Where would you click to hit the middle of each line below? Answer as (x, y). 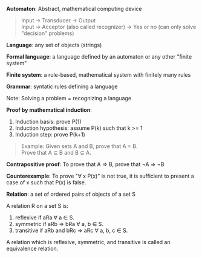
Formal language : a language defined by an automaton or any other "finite (99, 56)
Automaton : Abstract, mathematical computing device (74, 9)
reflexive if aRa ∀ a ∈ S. (44, 218)
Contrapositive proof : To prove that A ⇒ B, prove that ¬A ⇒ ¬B (85, 164)
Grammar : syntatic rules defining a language (62, 86)
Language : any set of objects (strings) (54, 45)
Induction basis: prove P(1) (48, 121)
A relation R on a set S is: (37, 206)
